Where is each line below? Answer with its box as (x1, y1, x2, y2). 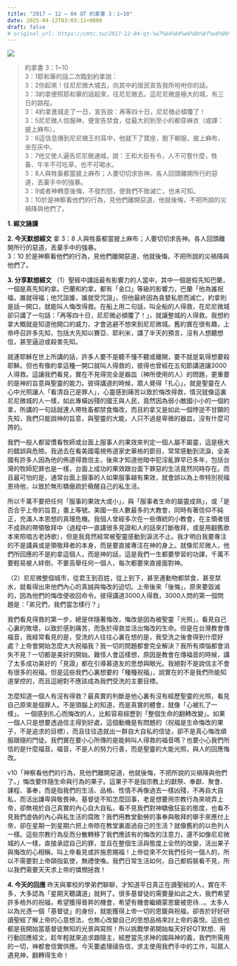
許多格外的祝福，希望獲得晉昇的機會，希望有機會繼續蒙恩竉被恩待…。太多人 (7, 898, 229, 907)
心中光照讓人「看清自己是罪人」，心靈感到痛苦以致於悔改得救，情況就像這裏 (7, 388, 227, 396)
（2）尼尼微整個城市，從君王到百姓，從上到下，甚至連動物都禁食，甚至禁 (7, 574, 221, 582)
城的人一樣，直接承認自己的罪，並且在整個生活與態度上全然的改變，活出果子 (7, 839, 230, 848)
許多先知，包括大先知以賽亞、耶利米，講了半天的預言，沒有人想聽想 (25, 329, 224, 337)
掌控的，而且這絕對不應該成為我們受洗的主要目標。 (13, 677, 162, 685)
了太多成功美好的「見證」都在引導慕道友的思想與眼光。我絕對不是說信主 (7, 659, 217, 668)
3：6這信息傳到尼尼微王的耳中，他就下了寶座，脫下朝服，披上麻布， (24, 134, 224, 142)
